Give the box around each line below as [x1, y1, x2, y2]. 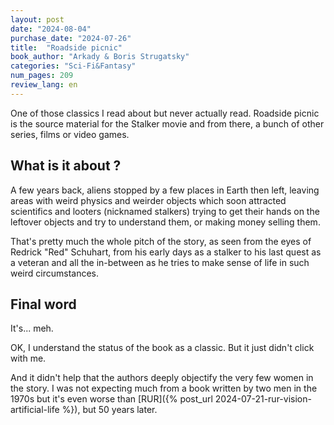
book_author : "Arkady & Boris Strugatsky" [10, 52, 190, 62]
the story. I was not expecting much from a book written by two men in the [10, 382, 318, 395]
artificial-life [10, 404, 60, 416]
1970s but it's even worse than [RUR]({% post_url [10, 393, 213, 405]
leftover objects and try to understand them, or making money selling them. [10, 216, 321, 228]
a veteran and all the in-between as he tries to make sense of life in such [10, 256, 310, 268]
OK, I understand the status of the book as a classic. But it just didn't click [10, 342, 315, 354]
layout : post [10, 14, 65, 25]
